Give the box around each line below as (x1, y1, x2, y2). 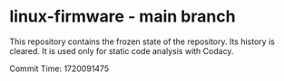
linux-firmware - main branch (9, 6, 236, 27)
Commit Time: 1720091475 (9, 63, 110, 74)
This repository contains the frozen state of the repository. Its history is (9, 36, 275, 47)
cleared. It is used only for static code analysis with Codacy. (9, 45, 234, 56)
